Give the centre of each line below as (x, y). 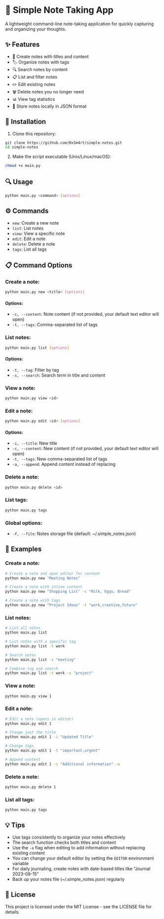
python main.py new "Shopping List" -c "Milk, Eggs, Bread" (68, 592)
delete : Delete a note (34, 244)
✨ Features (22, 45)
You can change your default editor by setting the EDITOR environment (83, 858)
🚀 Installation (26, 122)
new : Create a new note (35, 223)
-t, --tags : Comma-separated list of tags (55, 325)
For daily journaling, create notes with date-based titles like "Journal (81, 869)
